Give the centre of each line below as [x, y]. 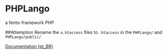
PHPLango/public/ [23, 37]
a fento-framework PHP [29, 22]
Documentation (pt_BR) [29, 46]
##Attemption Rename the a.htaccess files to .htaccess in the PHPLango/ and [84, 32]
